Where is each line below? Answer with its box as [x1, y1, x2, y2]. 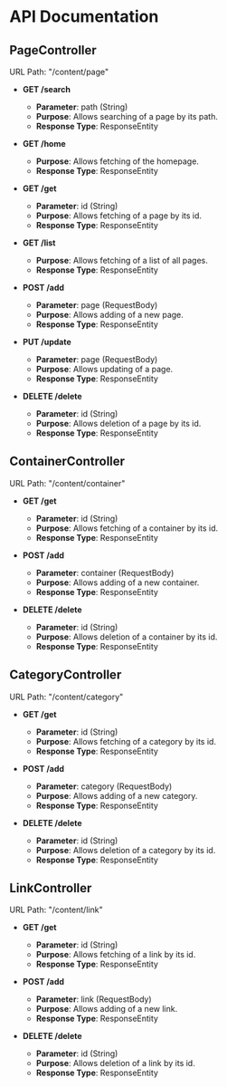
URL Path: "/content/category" [9, 691, 124, 702]
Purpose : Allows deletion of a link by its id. [35, 1058, 196, 1069]
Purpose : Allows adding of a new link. [35, 1004, 178, 1015]
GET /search [22, 84, 71, 94]
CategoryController [9, 668, 122, 683]
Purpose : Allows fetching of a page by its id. [35, 210, 202, 221]
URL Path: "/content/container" [9, 477, 126, 488]
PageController [9, 43, 97, 58]
